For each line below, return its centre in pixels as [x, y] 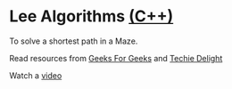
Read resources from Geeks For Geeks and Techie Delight [116, 58]
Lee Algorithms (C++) [91, 16]
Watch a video [36, 75]
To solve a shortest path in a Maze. [74, 41]
